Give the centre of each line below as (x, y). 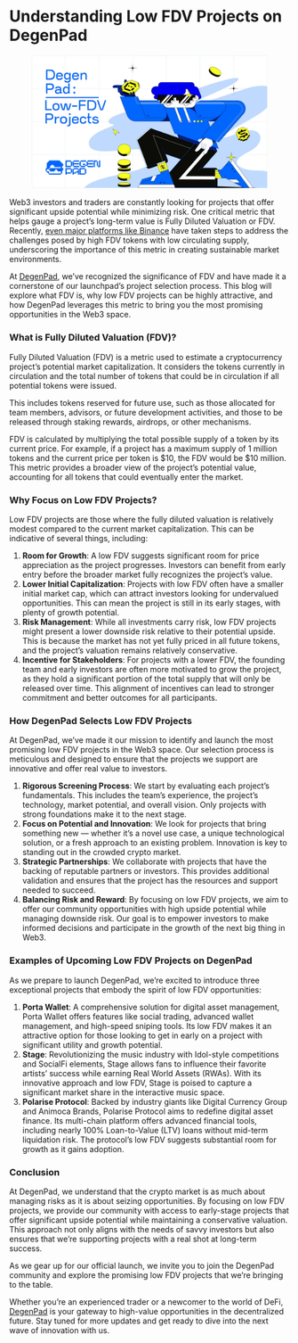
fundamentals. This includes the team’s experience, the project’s (140, 795)
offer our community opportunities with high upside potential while (144, 909)
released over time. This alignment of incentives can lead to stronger (148, 688)
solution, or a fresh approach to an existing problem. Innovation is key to (154, 843)
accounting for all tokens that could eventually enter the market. (126, 477)
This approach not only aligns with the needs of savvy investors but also (142, 1229)
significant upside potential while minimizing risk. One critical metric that (142, 212)
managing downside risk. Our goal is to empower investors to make (145, 919)
